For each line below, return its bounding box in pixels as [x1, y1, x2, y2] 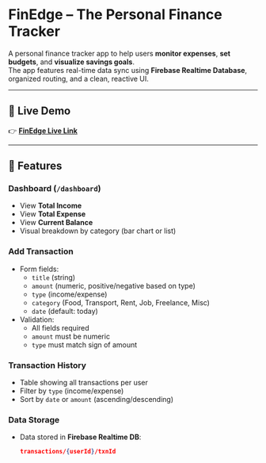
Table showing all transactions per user [19, 378, 149, 388]
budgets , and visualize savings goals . [8, 57, 135, 67]
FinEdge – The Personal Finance [8, 6, 223, 24]
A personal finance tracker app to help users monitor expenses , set [8, 48, 231, 58]
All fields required [31, 323, 89, 332]
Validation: [19, 315, 55, 324]
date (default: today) [31, 306, 99, 316]
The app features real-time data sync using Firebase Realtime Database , [8, 65, 248, 75]
